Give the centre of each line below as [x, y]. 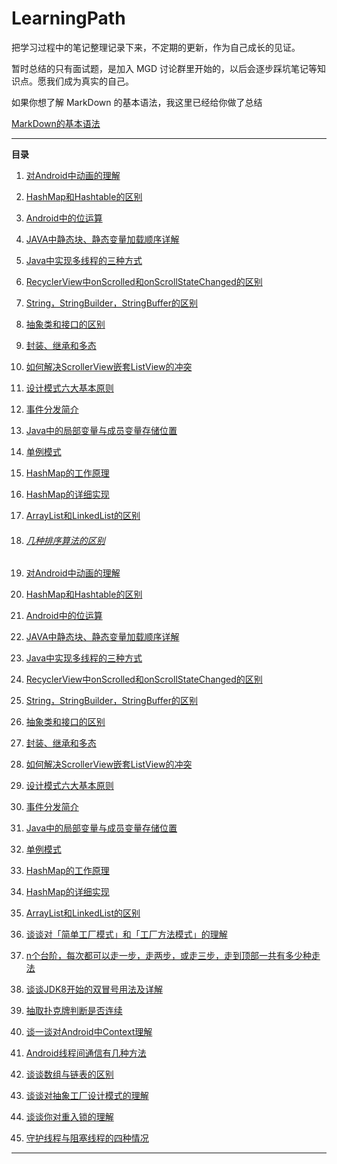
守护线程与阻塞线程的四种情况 [87, 1138]
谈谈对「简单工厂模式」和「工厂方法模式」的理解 [126, 934]
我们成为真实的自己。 [89, 81]
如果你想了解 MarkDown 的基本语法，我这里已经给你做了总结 [137, 102]
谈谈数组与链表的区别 [69, 1074]
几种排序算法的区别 [65, 540]
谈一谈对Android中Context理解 [89, 1032]
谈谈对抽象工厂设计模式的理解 [87, 1096]
